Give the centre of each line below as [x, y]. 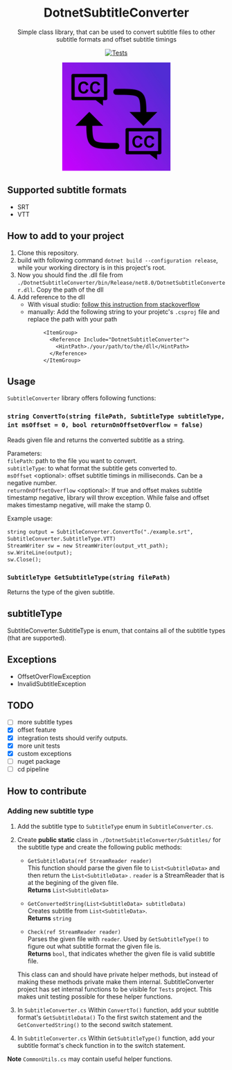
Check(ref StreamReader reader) [74, 932]
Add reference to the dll [51, 297]
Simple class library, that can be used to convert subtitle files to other [116, 32]
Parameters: [25, 453]
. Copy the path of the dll [68, 290]
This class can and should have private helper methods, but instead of [117, 974]
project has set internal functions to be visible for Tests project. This [115, 989]
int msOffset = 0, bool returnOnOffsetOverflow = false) [105, 425]
